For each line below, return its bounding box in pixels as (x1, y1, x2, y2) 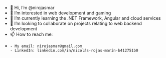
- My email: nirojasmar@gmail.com (10, 44, 82, 49)
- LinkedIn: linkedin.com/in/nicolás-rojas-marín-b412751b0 (10, 48, 138, 53)
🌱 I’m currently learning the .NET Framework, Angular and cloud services (10, 15, 161, 21)
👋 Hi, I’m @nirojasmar (10, 5, 55, 10)
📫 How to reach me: (10, 31, 53, 37)
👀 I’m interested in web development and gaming (10, 10, 111, 16)
